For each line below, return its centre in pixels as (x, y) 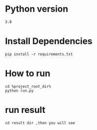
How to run (28, 74)
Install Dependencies (49, 41)
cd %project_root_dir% (28, 86)
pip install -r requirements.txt (39, 54)
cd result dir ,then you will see (40, 123)
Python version (37, 9)
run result (25, 110)
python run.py (19, 91)
